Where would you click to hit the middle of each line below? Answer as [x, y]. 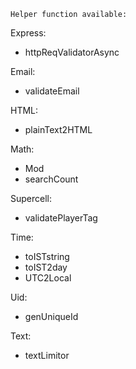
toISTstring [47, 256]
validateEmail [52, 91]
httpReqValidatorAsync [72, 52]
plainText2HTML [58, 129]
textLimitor [47, 355]
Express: [28, 33]
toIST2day [46, 267]
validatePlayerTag [61, 218]
